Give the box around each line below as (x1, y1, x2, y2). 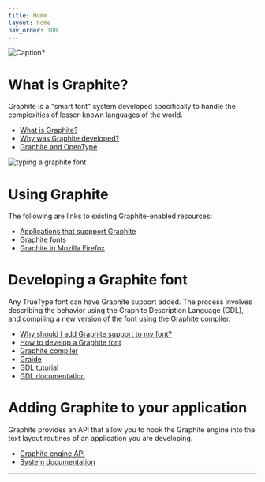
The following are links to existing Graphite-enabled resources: (8, 211, 213, 221)
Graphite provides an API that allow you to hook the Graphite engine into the (8, 425, 256, 435)
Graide (19, 355, 42, 364)
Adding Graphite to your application (8, 399, 248, 417)
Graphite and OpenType (19, 142, 98, 152)
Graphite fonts (19, 235, 67, 245)
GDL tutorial (19, 363, 59, 372)
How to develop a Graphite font (19, 337, 122, 348)
